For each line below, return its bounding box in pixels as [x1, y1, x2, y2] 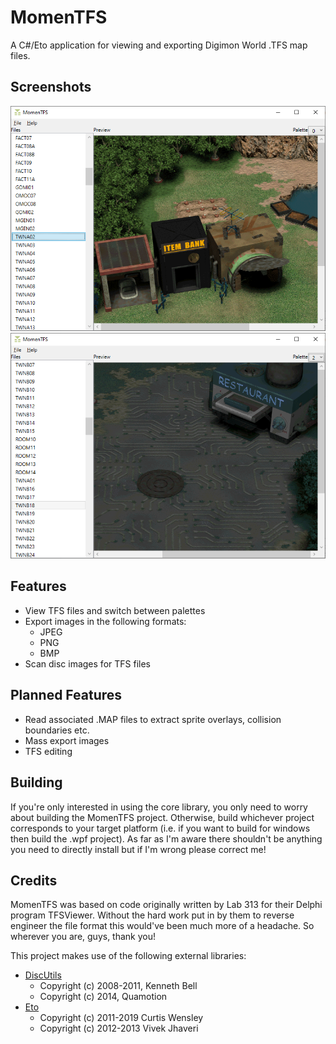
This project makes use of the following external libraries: [10, 950, 247, 962]
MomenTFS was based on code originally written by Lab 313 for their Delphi [10, 899, 323, 911]
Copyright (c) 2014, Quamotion [39, 991, 168, 1003]
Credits [10, 872, 58, 889]
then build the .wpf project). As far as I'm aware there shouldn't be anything [10, 832, 323, 845]
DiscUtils [24, 969, 62, 981]
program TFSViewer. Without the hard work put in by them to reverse [10, 909, 295, 921]
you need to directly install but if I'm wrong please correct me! [10, 843, 267, 855]
